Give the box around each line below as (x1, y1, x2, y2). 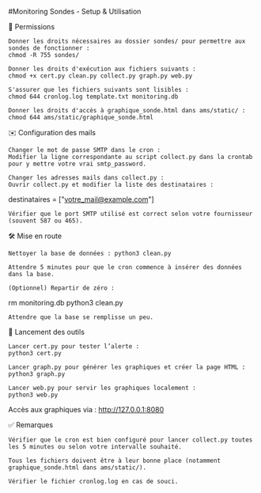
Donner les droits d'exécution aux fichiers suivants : (8, 65, 196, 73)
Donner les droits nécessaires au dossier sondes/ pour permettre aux (8, 37, 246, 45)
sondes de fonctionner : (8, 44, 90, 52)
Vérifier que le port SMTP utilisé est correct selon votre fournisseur (8, 210, 253, 218)
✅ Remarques (8, 420, 54, 430)
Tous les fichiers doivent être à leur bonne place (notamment (8, 457, 221, 465)
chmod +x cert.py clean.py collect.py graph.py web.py (8, 72, 193, 80)
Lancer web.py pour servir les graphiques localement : (8, 384, 196, 392)
